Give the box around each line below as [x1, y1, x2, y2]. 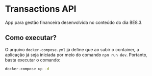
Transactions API [5, 3, 76, 15]
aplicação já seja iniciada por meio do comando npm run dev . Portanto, [5, 52, 148, 57]
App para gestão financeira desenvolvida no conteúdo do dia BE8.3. [5, 19, 143, 25]
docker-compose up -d [5, 66, 50, 71]
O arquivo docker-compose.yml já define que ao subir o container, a [5, 46, 139, 52]
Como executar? [5, 34, 57, 42]
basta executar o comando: [5, 57, 60, 63]
